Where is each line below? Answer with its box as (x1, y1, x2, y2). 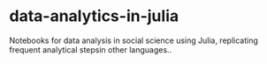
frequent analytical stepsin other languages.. (9, 44, 172, 54)
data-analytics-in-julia (9, 6, 179, 26)
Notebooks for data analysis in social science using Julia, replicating (9, 35, 258, 46)
